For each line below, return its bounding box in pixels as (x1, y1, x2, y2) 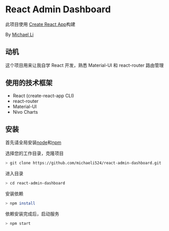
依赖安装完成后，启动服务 (5, 211, 59, 217)
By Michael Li (5, 31, 34, 37)
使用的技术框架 (5, 78, 53, 88)
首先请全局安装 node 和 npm (5, 139, 61, 145)
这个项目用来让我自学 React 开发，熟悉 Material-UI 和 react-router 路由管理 (5, 62, 164, 68)
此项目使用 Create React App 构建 (5, 21, 76, 27)
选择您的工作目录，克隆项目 (5, 150, 64, 157)
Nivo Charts (12, 109, 38, 115)
